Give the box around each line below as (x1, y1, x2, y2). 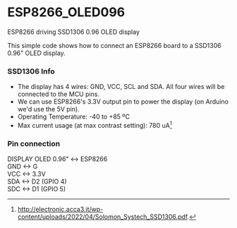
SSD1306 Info (7, 66, 55, 76)
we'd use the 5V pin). (17, 105, 80, 114)
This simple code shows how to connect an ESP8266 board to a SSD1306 (7, 41, 221, 49)
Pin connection (7, 138, 61, 148)
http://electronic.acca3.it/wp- (17, 205, 104, 214)
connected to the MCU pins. (17, 90, 100, 99)
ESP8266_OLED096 (7, 4, 126, 20)
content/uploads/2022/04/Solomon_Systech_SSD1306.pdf (17, 212, 188, 221)
